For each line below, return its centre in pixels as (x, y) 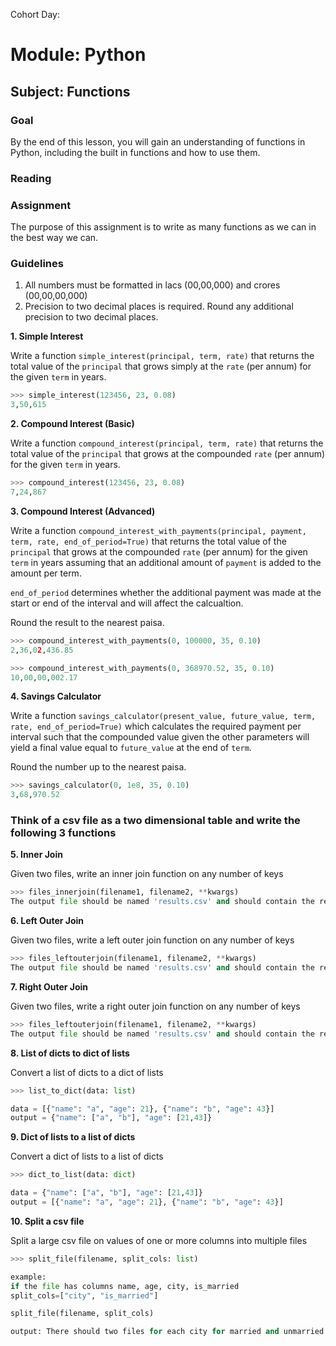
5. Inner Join (36, 855)
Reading (31, 178)
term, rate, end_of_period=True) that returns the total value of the (148, 541)
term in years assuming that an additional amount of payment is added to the (166, 562)
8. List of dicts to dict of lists (70, 1053)
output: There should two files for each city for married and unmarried (167, 1332)
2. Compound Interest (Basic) (72, 424)
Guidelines (37, 264)
